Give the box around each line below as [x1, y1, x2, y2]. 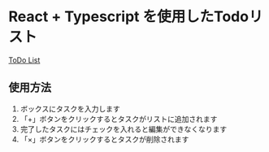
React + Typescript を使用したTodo [8, 7, 249, 26]
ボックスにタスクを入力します [20, 103, 120, 114]
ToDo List [8, 54, 41, 65]
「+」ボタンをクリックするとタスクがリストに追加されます [20, 114, 218, 124]
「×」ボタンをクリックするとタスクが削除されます [20, 134, 189, 144]
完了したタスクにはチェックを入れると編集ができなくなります [20, 124, 228, 134]
